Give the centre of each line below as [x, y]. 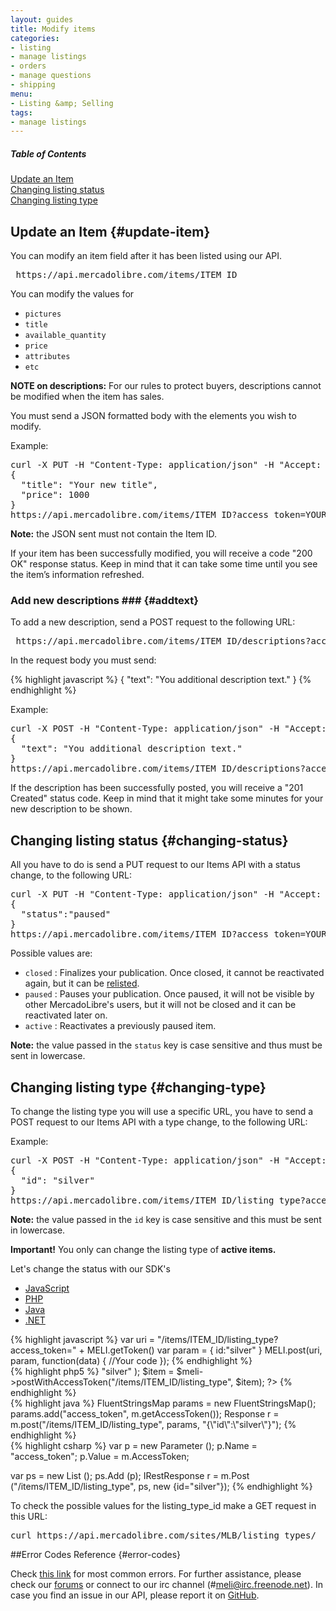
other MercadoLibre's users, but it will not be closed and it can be [160, 1005]
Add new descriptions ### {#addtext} [104, 600]
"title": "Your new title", [89, 485]
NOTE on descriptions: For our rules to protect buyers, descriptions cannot [166, 386]
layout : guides [42, 19]
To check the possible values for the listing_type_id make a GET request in [163, 1505]
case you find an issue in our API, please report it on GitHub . [135, 1595]
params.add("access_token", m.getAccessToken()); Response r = [145, 1413]
